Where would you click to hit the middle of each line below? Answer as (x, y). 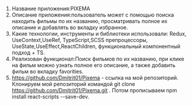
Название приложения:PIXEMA (51, 9)
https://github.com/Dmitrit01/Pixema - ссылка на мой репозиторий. (95, 78)
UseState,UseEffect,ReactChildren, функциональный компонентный (96, 46)
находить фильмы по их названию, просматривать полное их (90, 21)
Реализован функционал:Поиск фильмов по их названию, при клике (98, 59)
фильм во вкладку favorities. (48, 71)
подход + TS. (28, 52)
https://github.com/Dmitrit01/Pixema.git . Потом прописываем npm (94, 90)
